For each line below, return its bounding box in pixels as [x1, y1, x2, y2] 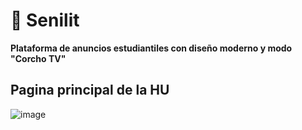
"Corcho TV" [10, 52, 67, 64]
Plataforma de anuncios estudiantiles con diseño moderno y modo [10, 42, 293, 54]
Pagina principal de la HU [10, 82, 170, 99]
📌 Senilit [10, 9, 80, 32]
